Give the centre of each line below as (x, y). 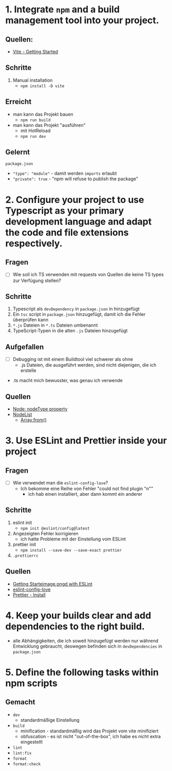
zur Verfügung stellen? (37, 280)
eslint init (22, 522)
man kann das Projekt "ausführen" (49, 125)
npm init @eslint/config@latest (55, 528)
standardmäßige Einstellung (50, 720)
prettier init (24, 544)
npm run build (35, 120)
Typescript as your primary (65, 210)
